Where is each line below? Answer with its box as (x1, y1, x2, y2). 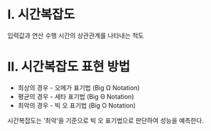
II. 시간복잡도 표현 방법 (7, 59, 130, 75)
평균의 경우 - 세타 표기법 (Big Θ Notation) (17, 92, 134, 101)
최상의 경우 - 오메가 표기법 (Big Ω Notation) (17, 83, 140, 92)
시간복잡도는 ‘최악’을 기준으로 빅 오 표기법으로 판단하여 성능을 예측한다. (7, 116, 205, 125)
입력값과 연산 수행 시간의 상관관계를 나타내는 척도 (7, 31, 144, 40)
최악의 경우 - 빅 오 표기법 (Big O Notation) (17, 101, 136, 110)
